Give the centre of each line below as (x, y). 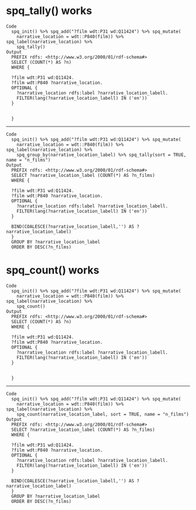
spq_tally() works (49, 11)
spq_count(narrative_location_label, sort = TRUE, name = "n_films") (103, 414)
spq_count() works (53, 270)
